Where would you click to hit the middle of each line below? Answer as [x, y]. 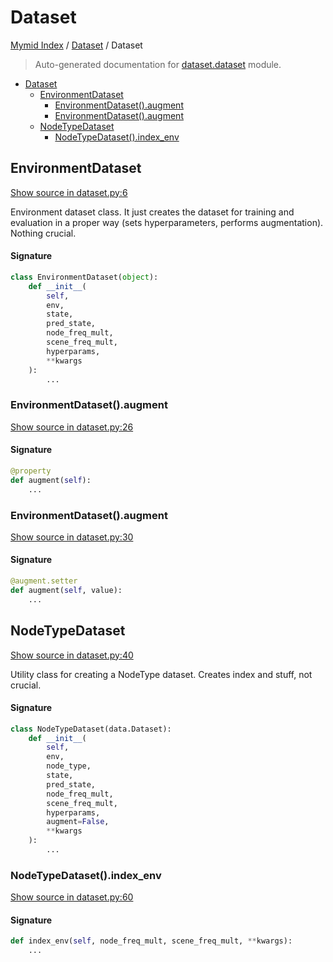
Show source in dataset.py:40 [72, 655]
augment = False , [78, 822]
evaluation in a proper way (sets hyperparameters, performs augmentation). [167, 222]
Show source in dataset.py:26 [72, 427]
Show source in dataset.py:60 [72, 897]
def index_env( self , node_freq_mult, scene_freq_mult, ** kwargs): [151, 941]
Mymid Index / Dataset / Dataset [76, 45]
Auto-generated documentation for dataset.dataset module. [158, 64]
